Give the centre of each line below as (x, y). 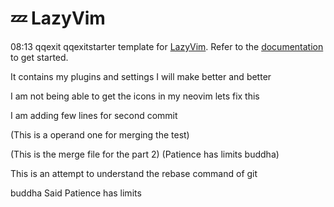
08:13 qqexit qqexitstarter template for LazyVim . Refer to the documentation (167, 46)
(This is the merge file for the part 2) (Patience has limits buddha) (145, 154)
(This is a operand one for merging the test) (100, 134)
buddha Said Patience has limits (76, 193)
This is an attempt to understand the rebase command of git (134, 173)
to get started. (39, 57)
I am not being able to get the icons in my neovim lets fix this (135, 96)
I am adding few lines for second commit (94, 115)
